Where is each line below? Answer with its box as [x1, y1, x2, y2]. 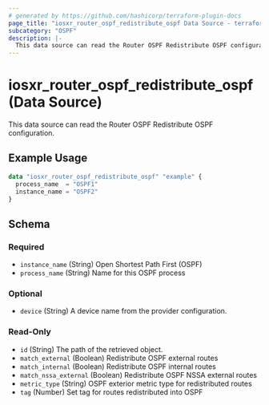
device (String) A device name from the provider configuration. [19, 306, 227, 316]
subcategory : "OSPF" [8, 26, 78, 34]
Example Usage [8, 152, 88, 165]
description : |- [8, 34, 62, 43]
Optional [8, 288, 42, 299]
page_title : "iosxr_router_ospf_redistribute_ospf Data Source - [8, 19, 231, 27]
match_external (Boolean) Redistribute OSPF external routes [19, 353, 219, 362]
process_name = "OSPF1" [15, 180, 98, 188]
